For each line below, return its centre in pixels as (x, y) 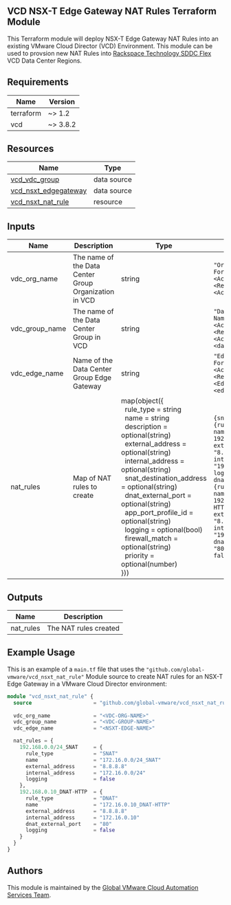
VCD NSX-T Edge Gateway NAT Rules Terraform (112, 11)
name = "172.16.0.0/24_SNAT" (93, 760)
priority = (140, 556)
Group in (87, 338)
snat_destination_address (166, 479)
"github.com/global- (175, 670)
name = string (147, 418)
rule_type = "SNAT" (71, 753)
